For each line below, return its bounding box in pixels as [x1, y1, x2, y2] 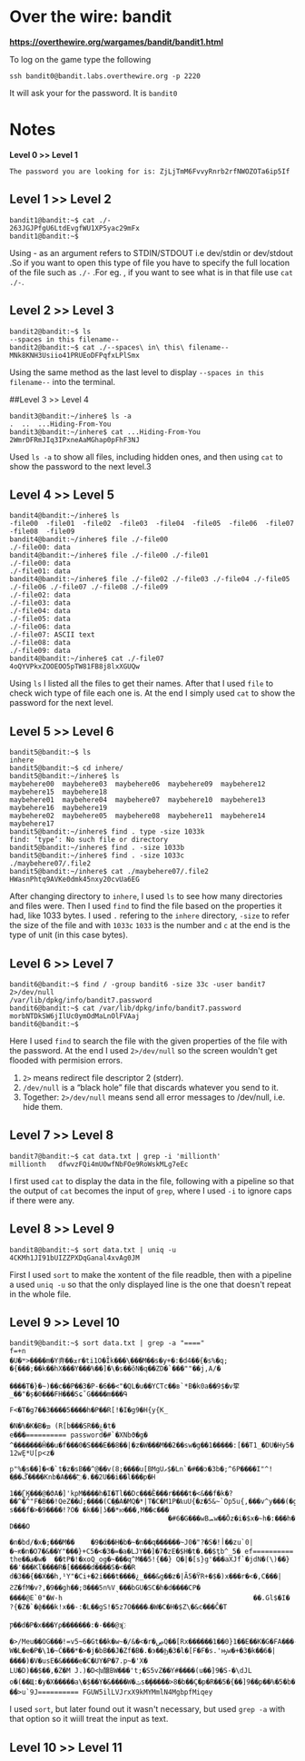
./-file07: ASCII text [9, 630, 95, 639]
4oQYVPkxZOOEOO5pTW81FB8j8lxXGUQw [9, 662, 141, 671]
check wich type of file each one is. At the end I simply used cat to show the [9, 688, 296, 698]
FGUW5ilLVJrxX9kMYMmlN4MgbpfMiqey [82, 1687, 213, 1697]
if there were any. [9, 1194, 75, 1205]
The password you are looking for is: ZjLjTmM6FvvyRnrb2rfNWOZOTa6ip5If [9, 166, 290, 176]
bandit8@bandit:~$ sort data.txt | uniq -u [9, 1245, 177, 1254]
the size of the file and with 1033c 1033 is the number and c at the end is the [9, 920, 290, 931]
